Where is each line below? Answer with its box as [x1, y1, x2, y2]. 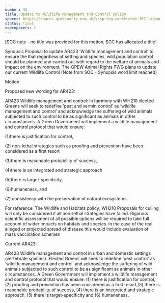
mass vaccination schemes [5, 231, 60, 237]
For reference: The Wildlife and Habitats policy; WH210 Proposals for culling [5, 205, 159, 211]
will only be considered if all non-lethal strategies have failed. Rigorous [5, 211, 148, 217]
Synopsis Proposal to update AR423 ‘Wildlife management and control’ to [5, 49, 154, 55]
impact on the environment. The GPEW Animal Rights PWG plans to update [5, 64, 157, 70]
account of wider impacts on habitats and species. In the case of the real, [5, 221, 154, 227]
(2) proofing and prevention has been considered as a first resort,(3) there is [5, 282, 160, 288]
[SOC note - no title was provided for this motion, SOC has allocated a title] [5, 39, 157, 45]
